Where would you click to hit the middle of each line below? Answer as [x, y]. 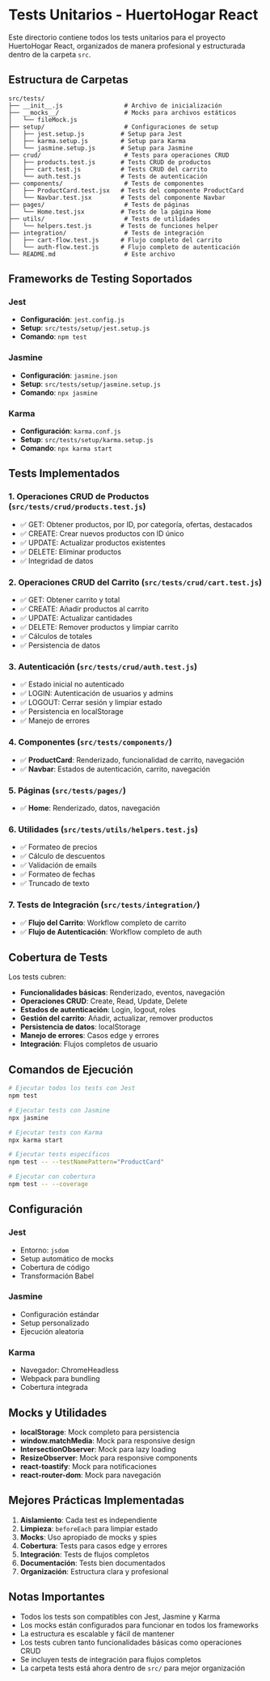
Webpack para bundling [60, 1379]
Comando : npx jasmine [59, 392]
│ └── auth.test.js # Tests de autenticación [108, 176]
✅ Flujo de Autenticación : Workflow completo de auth [111, 931]
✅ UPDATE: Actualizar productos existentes [93, 543]
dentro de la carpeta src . [50, 54]
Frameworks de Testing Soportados [100, 279]
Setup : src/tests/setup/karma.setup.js [86, 440]
